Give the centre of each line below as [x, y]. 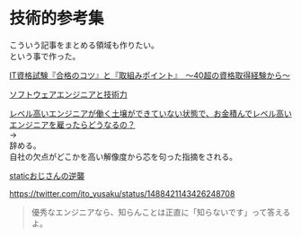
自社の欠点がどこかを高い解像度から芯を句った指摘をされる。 [124, 156]
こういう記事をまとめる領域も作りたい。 [84, 45]
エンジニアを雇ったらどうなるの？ [72, 124]
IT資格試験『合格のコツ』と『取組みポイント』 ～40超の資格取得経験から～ [150, 75]
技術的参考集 [57, 18]
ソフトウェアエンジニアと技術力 [68, 94]
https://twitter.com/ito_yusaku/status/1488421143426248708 [122, 193]
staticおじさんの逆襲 [47, 175]
